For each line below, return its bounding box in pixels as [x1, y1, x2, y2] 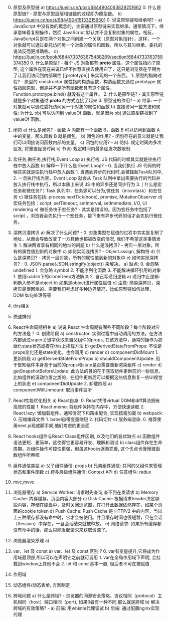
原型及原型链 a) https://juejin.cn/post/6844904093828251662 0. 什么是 [13, 5, 161, 10]
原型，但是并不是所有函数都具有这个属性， [26, 85, 114, 91]
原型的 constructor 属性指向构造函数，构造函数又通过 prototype [24, 79, 156, 84]
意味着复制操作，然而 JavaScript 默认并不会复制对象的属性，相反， [17, 30, 156, 35]
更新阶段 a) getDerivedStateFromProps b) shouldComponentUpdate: [13, 355, 155, 361]
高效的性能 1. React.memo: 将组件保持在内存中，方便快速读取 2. [13, 404, 145, 409]
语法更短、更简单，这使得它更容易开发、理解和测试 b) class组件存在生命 [13, 440, 162, 445]
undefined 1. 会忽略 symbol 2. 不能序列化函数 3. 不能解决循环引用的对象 [13, 267, 161, 273]
